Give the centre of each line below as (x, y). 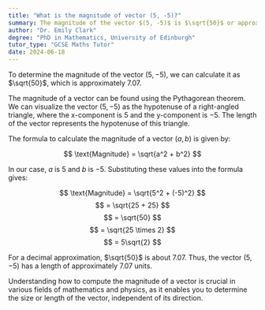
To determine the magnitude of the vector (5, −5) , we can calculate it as (124, 75)
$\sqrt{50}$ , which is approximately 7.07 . (75, 83)
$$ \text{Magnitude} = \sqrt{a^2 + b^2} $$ (132, 154)
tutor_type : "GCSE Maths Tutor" (61, 45)
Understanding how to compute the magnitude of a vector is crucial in (122, 281)
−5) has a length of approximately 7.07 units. (80, 266)
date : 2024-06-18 (37, 52)
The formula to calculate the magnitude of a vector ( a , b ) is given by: (119, 138)
